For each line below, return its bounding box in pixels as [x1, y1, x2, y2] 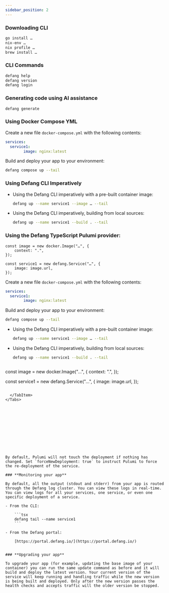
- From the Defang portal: [5, 530, 62, 535]
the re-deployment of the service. [5, 463, 80, 468]
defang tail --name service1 [14, 517, 76, 522]
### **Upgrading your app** [5, 552, 65, 557]
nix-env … [5, 40, 26, 46]
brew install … [5, 50, 37, 55]
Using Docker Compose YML [5, 118, 77, 125]
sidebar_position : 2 [5, 7, 49, 13]
